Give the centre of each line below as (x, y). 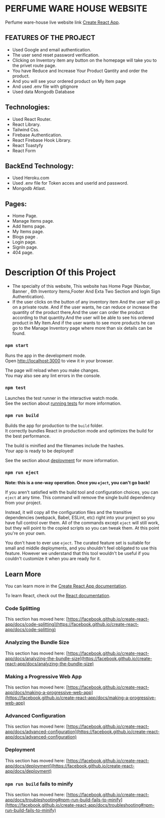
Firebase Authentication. (37, 135)
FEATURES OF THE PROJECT (50, 38)
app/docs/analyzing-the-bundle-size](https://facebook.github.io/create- (79, 658)
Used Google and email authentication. (52, 49)
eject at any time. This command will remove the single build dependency (80, 498)
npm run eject (22, 472)
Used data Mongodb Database (43, 91)
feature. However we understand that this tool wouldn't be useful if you (77, 553)
